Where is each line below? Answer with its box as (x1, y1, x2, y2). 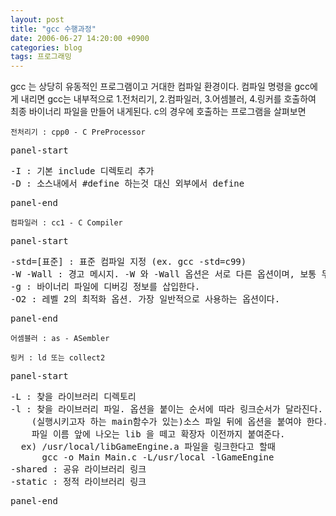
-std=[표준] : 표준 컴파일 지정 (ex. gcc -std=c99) (10, 256, 247, 268)
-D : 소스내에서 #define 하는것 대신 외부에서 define (10, 178, 245, 190)
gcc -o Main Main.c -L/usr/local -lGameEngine (41, 452, 275, 463)
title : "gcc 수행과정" (10, 24, 97, 34)
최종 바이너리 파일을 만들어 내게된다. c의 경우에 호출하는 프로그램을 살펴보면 (10, 106, 307, 118)
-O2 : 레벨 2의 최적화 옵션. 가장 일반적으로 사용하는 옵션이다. (10, 294, 281, 305)
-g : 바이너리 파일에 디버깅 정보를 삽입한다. (10, 281, 201, 293)
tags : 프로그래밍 (10, 52, 72, 62)
